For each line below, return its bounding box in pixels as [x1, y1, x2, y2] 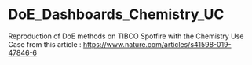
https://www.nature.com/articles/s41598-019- [82, 39, 232, 49]
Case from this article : [8, 39, 82, 49]
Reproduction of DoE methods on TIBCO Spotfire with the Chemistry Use [8, 31, 244, 41]
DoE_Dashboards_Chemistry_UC [8, 5, 225, 23]
